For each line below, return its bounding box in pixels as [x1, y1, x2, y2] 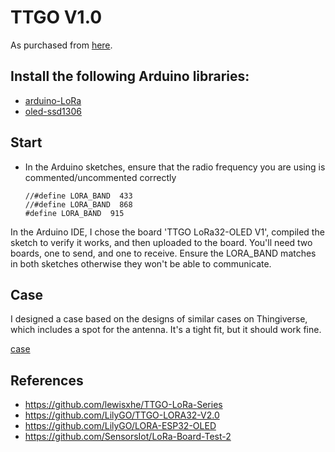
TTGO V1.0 [10, 6, 103, 29]
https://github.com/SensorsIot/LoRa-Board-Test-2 [24, 431, 232, 443]
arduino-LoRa [24, 94, 82, 106]
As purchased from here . [10, 39, 113, 51]
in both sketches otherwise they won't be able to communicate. [10, 257, 272, 270]
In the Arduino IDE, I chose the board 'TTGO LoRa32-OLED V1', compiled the [10, 226, 325, 238]
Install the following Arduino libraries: [10, 68, 250, 85]
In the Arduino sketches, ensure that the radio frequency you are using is [24, 161, 326, 173]
